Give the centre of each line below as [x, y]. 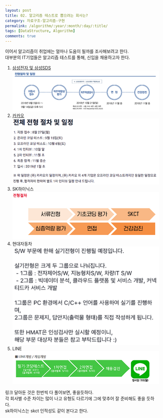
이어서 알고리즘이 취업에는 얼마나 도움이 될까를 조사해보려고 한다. [67, 51]
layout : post [18, 10]
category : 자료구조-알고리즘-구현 [35, 21]
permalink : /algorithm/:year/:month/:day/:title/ [57, 26]
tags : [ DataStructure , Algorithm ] [40, 31]
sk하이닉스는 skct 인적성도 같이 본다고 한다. [47, 411]
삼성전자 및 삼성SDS [31, 68]
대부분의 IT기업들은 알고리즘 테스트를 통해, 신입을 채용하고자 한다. [68, 57]
